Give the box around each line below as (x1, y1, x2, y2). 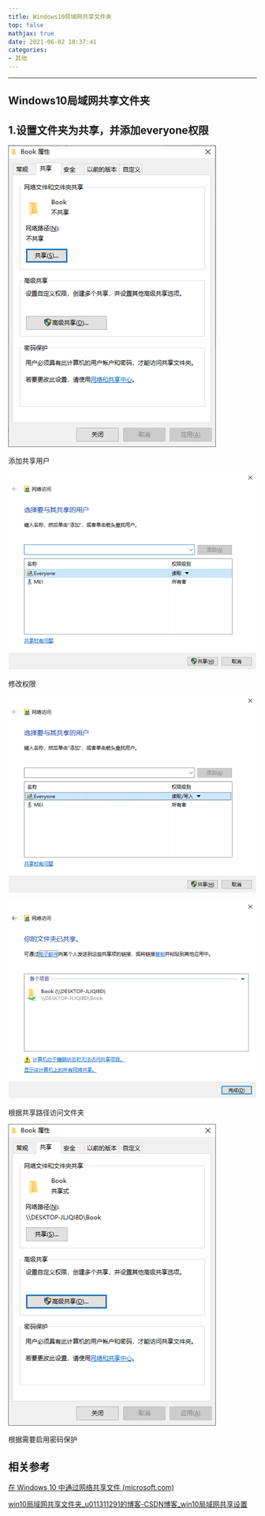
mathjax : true (8, 29, 55, 37)
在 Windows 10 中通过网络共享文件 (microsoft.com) (8, 1483, 175, 1492)
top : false (8, 21, 44, 29)
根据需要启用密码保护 (8, 1435, 77, 1444)
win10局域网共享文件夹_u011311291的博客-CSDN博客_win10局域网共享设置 (8, 1499, 248, 1509)
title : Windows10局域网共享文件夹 (8, 13, 112, 21)
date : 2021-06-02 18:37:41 (8, 38, 97, 46)
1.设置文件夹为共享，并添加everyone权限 (8, 123, 209, 137)
